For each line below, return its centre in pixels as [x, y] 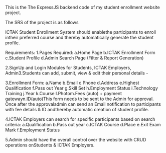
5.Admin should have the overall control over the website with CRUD [76, 140]
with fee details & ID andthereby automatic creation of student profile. [77, 109]
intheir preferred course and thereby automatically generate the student [79, 37]
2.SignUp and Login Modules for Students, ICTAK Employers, [68, 68]
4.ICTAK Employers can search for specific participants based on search [80, 119]
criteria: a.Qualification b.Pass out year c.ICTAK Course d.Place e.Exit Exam [83, 125]
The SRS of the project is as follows [42, 22]
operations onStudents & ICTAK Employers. [50, 145]
